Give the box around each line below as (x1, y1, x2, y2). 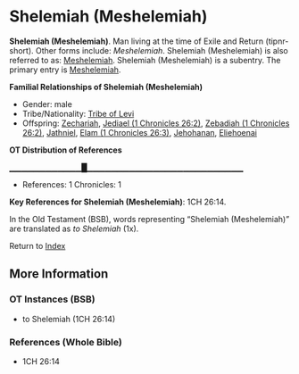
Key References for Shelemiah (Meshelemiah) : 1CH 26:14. (9, 196, 227, 207)
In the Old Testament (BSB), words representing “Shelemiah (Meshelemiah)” (9, 213, 290, 224)
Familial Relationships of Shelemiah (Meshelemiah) (9, 81, 203, 92)
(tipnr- (265, 36, 289, 46)
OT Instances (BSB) (9, 293, 96, 305)
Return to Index (9, 240, 66, 251)
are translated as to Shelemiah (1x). (9, 223, 139, 234)
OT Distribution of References (9, 145, 122, 155)
